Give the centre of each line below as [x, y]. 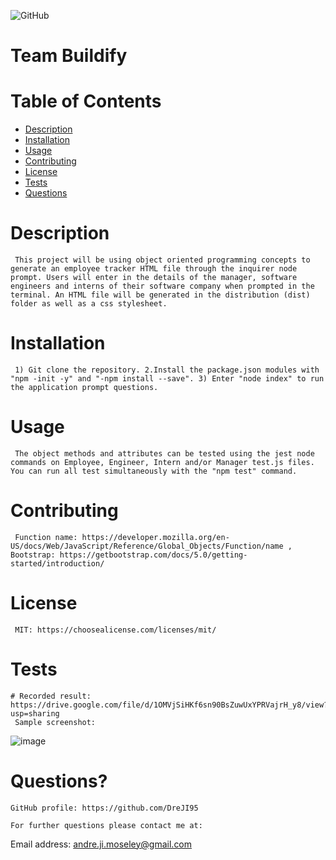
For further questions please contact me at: [106, 825]
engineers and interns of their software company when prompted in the [162, 286]
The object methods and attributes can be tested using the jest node [164, 453]
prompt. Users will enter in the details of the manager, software [154, 278]
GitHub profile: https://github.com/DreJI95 [104, 808]
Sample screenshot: [55, 722]
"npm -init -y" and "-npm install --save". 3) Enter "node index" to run [167, 379]
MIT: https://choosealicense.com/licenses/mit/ [115, 630]
